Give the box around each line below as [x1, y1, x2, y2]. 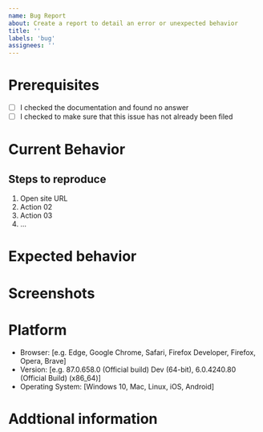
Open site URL [19, 194, 68, 203]
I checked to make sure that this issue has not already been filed [19, 112, 233, 121]
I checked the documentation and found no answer [19, 103, 189, 112]
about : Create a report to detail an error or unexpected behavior [8, 19, 239, 27]
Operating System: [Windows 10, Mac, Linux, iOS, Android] [19, 381, 215, 391]
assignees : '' [8, 42, 56, 50]
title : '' [8, 26, 42, 35]
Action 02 [19, 202, 53, 212]
